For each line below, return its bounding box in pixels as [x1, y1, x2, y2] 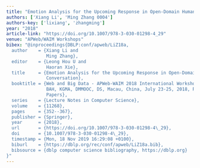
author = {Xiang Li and [11, 48, 79, 54]
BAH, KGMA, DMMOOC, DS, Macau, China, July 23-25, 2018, [46, 86, 190, 92]
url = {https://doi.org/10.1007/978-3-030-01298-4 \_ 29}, [11, 125, 171, 131]
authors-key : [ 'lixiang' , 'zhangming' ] [6, 20, 105, 26]
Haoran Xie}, [46, 64, 79, 70]
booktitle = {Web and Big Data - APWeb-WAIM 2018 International [11, 81, 174, 87]
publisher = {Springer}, [11, 114, 73, 120]
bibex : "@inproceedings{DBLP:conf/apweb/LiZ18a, [6, 42, 129, 48]
